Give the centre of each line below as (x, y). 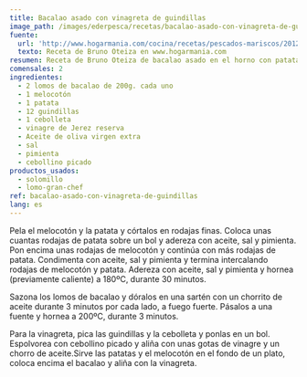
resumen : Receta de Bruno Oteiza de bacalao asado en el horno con (141, 60)
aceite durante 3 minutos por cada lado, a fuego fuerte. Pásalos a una (141, 306)
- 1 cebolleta (44, 120)
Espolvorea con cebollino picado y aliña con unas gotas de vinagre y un (145, 343)
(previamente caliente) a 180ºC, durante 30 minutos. (108, 278)
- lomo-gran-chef (51, 188)
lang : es (26, 205)
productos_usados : (44, 171)
